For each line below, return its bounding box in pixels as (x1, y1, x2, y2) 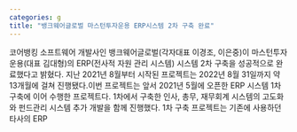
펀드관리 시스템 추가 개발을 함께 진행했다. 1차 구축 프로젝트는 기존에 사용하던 (18, 102, 282, 113)
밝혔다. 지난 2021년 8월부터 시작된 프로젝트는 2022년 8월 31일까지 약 (39, 68, 281, 80)
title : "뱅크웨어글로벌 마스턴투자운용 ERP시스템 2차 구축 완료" (9, 21, 215, 30)
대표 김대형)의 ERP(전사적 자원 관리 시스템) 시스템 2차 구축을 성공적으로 (26, 58, 275, 68)
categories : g (9, 12, 62, 22)
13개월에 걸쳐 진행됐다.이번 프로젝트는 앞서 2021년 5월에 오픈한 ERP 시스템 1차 (9, 80, 282, 90)
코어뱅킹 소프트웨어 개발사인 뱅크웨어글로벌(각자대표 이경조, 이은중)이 (9, 46, 250, 58)
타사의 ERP (9, 113, 48, 124)
